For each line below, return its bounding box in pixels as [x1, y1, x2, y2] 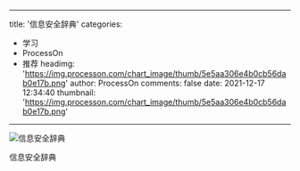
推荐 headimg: [21, 59, 76, 69]
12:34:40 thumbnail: [21, 87, 96, 98]
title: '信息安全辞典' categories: [9, 19, 123, 29]
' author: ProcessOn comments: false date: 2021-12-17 [65, 77, 265, 88]
